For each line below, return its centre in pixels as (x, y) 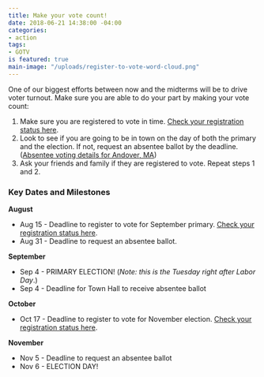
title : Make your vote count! (58, 15)
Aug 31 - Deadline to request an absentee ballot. (98, 241)
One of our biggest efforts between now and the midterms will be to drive (128, 89)
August (21, 209)
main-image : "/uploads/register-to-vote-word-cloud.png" (104, 67)
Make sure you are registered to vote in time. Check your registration (132, 121)
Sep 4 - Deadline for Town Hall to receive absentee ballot (113, 289)
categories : (28, 30)
